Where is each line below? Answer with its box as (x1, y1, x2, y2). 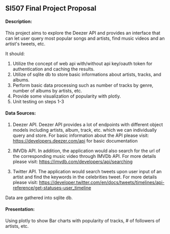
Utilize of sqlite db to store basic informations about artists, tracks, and (12, 71, 161, 77)
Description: (5, 18, 32, 25)
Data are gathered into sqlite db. (5, 194, 73, 201)
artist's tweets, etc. (5, 40, 46, 46)
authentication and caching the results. (12, 66, 95, 72)
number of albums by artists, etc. (12, 87, 82, 93)
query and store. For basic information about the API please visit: (12, 132, 149, 138)
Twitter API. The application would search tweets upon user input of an (12, 168, 162, 174)
